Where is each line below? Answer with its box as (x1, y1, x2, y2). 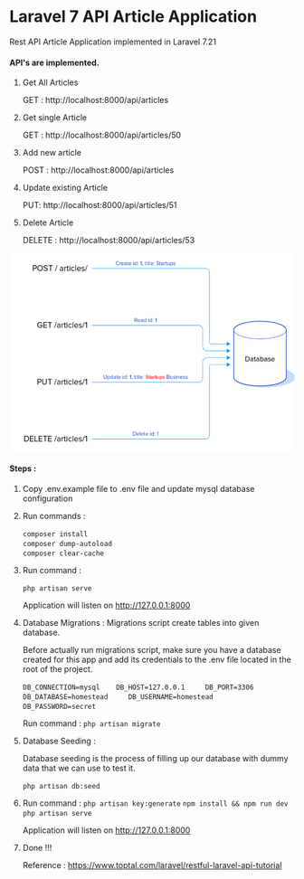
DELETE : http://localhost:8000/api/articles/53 (22, 235, 195, 246)
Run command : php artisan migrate (22, 717, 161, 729)
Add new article (22, 147, 81, 158)
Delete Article (22, 217, 74, 228)
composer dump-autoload (22, 539, 113, 548)
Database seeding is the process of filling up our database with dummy (22, 752, 289, 763)
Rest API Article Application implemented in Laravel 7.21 (9, 36, 217, 47)
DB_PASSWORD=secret (22, 702, 97, 711)
